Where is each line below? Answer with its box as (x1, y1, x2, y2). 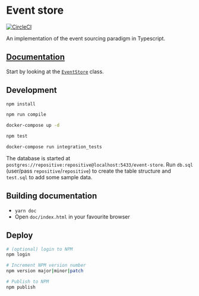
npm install (6, 101, 36, 107)
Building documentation (6, 191, 97, 201)
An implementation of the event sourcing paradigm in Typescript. (6, 35, 165, 42)
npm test (6, 133, 28, 139)
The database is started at (6, 154, 71, 161)
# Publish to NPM (6, 279, 49, 285)
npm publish (6, 284, 36, 290)
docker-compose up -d (6, 123, 60, 129)
